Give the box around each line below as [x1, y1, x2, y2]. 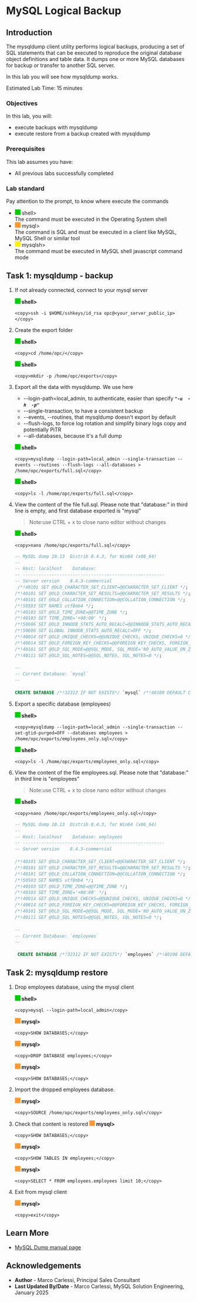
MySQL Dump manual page [14, 1244, 81, 1251]
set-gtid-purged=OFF [14, 730, 65, 736]
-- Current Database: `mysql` [14, 671, 89, 677]
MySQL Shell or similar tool [14, 234, 80, 241]
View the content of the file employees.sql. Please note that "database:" [14, 769, 189, 776]
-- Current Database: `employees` [14, 933, 99, 939]
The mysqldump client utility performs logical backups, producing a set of [6, 43, 185, 50]
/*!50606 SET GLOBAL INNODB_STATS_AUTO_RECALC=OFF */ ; [14, 627, 152, 634]
